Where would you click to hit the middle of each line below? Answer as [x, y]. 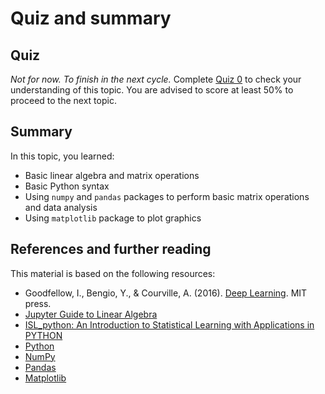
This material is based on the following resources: [113, 273]
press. [38, 303]
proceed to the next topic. [63, 100]
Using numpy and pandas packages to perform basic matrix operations [167, 196]
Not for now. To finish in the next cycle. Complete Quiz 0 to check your [156, 79]
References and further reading [111, 249]
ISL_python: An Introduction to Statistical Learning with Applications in [169, 324]
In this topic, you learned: [62, 156]
